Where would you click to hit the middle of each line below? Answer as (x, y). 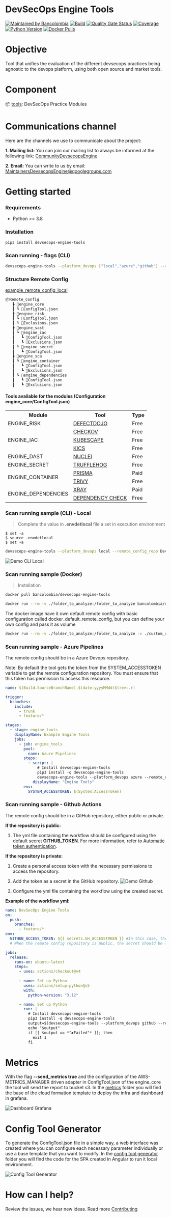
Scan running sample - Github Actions (53, 805)
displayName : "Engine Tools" (63, 782)
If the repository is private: (34, 856)
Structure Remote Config (37, 279)
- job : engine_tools (40, 744)
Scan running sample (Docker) (44, 574)
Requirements (23, 207)
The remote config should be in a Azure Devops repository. (67, 658)
